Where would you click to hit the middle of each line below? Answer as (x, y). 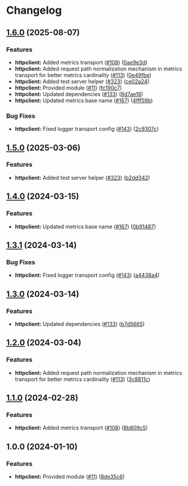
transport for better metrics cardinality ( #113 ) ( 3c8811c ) (82, 379)
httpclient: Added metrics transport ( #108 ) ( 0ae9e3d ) (81, 62)
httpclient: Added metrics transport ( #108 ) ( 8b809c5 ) (81, 428)
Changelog (34, 10)
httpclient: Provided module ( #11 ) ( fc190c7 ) (68, 88)
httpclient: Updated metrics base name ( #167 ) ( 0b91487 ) (85, 226)
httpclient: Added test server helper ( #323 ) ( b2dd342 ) (82, 177)
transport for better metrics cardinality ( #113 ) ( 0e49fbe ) (83, 75)
